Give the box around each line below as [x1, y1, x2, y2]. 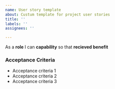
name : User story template [5, 7, 61, 12]
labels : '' [5, 21, 28, 26]
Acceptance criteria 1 [12, 68, 56, 74]
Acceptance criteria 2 [12, 73, 57, 79]
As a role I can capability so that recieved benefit [5, 44, 109, 50]
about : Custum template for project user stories [5, 12, 111, 17]
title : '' [5, 16, 26, 21]
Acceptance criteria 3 [12, 78, 57, 84]
